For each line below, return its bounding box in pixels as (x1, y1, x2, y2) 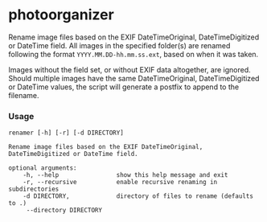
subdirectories (8, 185, 60, 194)
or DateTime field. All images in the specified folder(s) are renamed (8, 40, 231, 50)
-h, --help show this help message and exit (23, 171, 228, 179)
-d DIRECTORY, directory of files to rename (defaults (23, 192, 253, 200)
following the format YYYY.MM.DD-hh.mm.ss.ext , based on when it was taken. (8, 49, 259, 59)
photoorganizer (8, 6, 114, 24)
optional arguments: (8, 164, 78, 172)
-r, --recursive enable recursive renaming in (23, 179, 218, 187)
